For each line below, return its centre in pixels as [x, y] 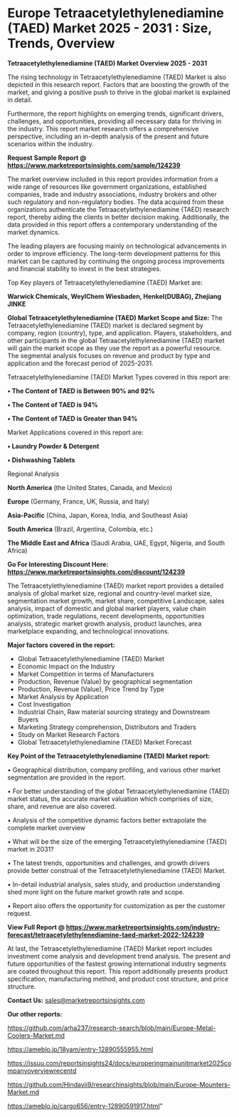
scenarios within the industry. [51, 143]
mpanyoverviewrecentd [42, 1071]
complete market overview [46, 827]
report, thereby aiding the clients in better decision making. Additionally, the [118, 217]
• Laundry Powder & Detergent [53, 446]
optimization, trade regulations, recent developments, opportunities [106, 616]
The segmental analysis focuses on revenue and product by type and [109, 355]
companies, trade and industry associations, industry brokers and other [112, 194]
